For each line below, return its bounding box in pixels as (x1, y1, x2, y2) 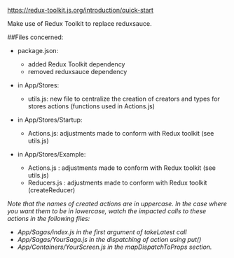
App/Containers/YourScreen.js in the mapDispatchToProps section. (17, 243, 212, 251)
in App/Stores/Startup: (17, 115, 83, 124)
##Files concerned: (7, 33, 64, 41)
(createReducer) (27, 186, 76, 194)
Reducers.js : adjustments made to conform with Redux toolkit (27, 178, 207, 187)
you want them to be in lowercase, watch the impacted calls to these (7, 207, 207, 215)
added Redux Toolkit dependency (27, 60, 125, 69)
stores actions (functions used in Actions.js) (27, 102, 156, 110)
